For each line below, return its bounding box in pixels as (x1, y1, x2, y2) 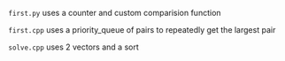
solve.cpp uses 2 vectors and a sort (8, 42, 139, 52)
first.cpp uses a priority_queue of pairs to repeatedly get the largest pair (8, 25, 276, 34)
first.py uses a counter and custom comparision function (8, 8, 222, 18)
